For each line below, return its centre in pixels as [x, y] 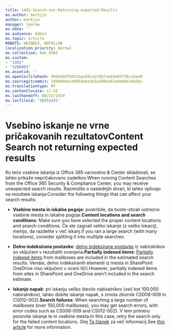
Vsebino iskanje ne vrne [57, 126]
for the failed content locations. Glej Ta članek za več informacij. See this [89, 322]
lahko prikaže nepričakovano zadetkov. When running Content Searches [81, 178]
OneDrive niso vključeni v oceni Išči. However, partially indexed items [85, 269]
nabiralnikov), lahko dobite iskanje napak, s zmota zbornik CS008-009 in [89, 295]
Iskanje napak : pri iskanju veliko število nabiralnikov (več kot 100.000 [86, 289]
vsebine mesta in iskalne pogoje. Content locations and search [79, 215]
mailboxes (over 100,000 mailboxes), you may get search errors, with [85, 305]
